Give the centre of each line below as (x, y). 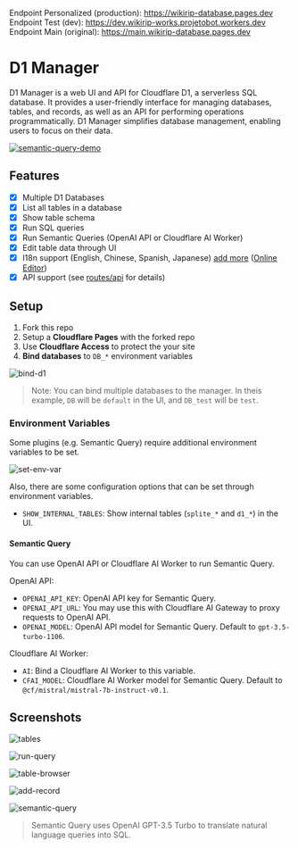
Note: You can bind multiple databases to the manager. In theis (146, 391)
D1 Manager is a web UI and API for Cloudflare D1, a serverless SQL (133, 92)
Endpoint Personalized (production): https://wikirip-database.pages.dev (141, 13)
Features (34, 176)
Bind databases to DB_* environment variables (108, 356)
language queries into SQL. (81, 835)
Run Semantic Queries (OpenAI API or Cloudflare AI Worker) (132, 237)
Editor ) (34, 268)
